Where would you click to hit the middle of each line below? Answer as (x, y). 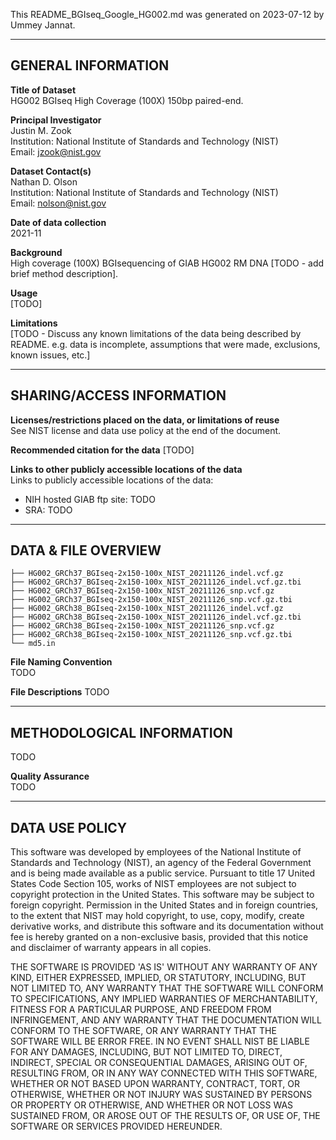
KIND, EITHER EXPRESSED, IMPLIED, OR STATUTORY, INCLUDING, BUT (158, 978)
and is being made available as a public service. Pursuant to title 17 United (163, 873)
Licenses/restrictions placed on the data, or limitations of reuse (145, 420)
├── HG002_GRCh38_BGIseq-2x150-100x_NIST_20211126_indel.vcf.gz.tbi (156, 617)
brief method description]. (64, 273)
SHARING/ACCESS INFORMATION (118, 395)
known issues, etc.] (50, 355)
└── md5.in (33, 644)
